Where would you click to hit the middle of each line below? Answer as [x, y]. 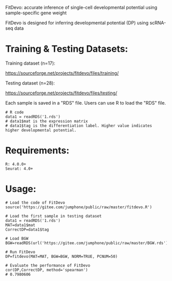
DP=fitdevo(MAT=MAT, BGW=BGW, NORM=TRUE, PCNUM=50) [61, 256]
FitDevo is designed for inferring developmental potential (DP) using [77, 23]
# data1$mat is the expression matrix [47, 121]
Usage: [21, 189]
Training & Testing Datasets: [67, 49]
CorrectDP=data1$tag [27, 229]
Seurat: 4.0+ [19, 169]
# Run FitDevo [20, 252]
